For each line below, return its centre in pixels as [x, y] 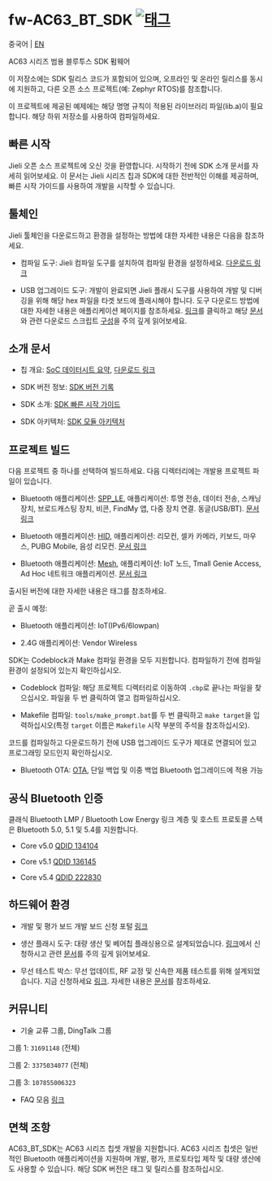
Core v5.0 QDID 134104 [59, 846]
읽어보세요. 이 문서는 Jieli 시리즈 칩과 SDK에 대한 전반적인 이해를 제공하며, [141, 176]
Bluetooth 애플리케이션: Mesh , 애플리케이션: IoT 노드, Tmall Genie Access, [140, 564]
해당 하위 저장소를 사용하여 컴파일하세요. [96, 116]
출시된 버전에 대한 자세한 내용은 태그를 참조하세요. [88, 591]
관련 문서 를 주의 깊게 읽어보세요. [99, 953]
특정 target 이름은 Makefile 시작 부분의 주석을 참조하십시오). [153, 725]
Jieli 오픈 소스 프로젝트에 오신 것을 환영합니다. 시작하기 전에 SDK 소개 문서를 [129, 165]
